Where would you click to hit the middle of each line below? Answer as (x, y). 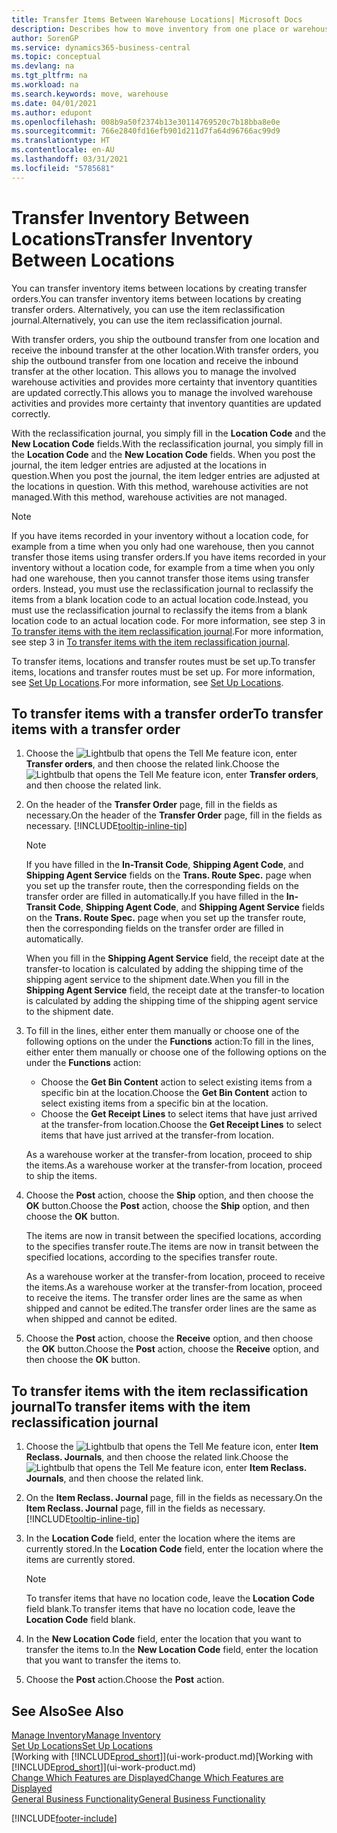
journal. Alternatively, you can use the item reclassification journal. (147, 320)
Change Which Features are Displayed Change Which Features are (147, 1777)
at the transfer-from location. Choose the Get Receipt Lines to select (181, 1125)
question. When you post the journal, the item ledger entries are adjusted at (166, 475)
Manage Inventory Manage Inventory (86, 1735)
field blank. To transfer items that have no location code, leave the (160, 1609)
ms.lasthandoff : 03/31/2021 (70, 159)
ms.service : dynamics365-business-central (101, 47)
